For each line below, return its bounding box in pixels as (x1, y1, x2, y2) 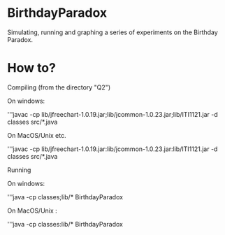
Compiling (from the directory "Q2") (7, 83, 110, 92)
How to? (7, 60, 56, 76)
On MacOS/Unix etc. (7, 131, 66, 139)
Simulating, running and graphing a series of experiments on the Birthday (7, 28, 218, 36)
